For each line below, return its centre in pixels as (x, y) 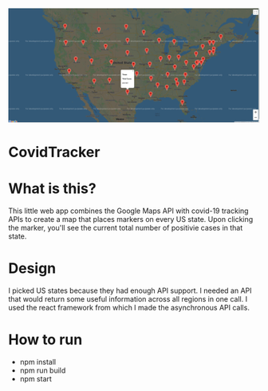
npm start (35, 378)
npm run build (43, 370)
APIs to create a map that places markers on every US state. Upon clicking (131, 219)
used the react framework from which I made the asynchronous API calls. (129, 307)
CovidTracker (54, 152)
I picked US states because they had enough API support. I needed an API (130, 290)
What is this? (53, 189)
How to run (45, 340)
